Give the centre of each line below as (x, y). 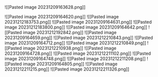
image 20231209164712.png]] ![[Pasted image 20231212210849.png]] (75, 43)
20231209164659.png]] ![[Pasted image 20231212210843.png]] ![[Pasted (79, 38)
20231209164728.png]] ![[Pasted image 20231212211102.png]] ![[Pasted (78, 53)
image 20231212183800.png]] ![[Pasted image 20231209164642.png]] (76, 27)
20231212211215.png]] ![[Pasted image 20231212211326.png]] (67, 69)
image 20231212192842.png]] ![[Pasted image (70, 32)
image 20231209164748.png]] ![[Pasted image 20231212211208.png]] (75, 58)
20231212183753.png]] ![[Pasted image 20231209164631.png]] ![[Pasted (78, 22)
